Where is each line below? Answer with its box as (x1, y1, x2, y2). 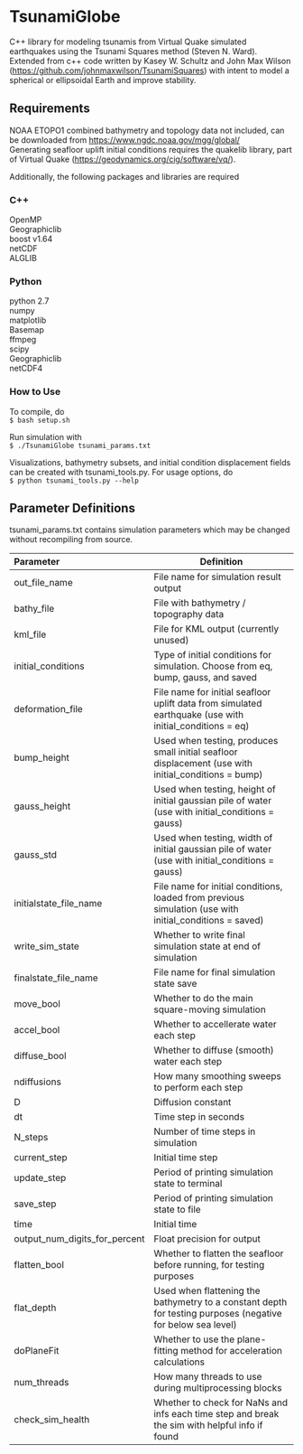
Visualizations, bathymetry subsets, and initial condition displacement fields (9, 456, 291, 467)
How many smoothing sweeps (152, 1070, 281, 1083)
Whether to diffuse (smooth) (152, 1044, 275, 1056)
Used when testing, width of (152, 831, 273, 844)
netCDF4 (9, 363, 43, 374)
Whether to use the (152, 1333, 235, 1346)
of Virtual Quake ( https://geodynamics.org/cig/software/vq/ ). (9, 154, 236, 164)
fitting (152, 1345, 179, 1357)
